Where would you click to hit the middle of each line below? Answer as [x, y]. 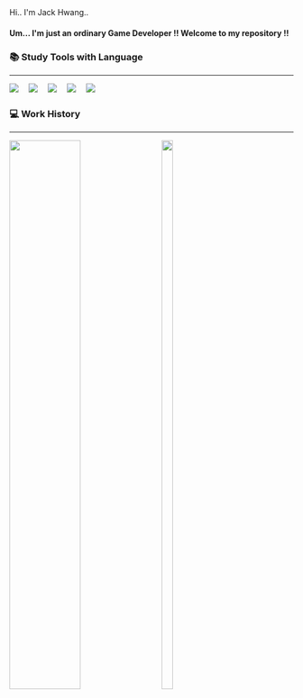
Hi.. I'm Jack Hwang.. [49, 12]
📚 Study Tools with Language [76, 57]
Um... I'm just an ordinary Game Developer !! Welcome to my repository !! [149, 32]
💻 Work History [45, 113]
